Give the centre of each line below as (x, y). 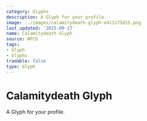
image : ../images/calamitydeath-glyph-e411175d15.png (74, 22)
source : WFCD (22, 39)
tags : (13, 45)
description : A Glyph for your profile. (57, 17)
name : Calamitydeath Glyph (39, 34)
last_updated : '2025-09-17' (41, 28)
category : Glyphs (27, 12)
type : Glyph (21, 66)
